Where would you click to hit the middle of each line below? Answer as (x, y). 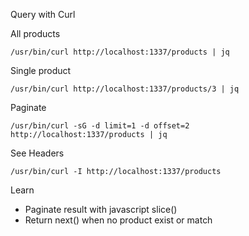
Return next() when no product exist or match (118, 220)
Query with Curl (43, 14)
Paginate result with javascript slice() (101, 209)
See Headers (37, 153)
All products (35, 33)
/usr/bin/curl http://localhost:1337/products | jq (120, 52)
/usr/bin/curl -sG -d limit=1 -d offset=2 (100, 126)
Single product (41, 70)
